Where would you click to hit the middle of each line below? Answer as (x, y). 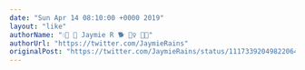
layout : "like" (38, 26)
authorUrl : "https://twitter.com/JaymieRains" (99, 43)
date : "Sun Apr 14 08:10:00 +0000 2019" (87, 18)
